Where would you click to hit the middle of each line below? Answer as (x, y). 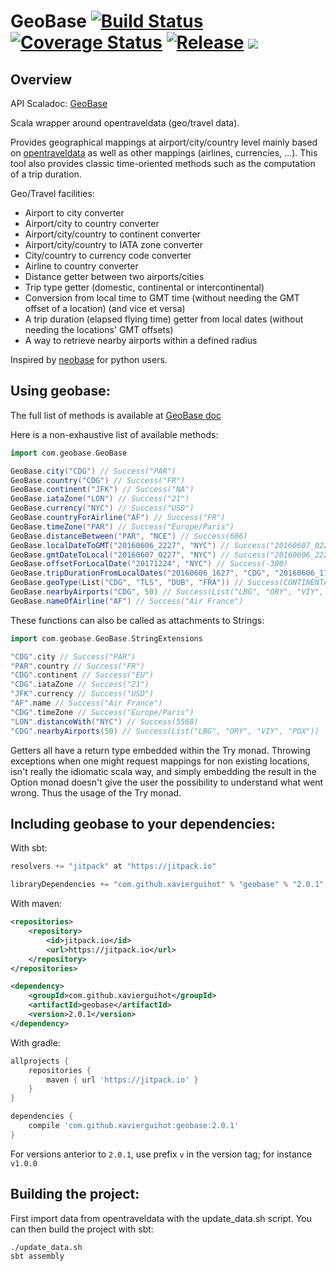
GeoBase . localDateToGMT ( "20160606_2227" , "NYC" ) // (120, 545)
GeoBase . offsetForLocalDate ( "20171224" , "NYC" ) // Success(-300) (149, 564)
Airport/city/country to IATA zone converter (113, 244)
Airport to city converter (74, 213)
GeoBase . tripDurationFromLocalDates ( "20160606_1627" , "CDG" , (140, 573)
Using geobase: (60, 391)
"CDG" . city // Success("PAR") (73, 656)
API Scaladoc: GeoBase (59, 103)
